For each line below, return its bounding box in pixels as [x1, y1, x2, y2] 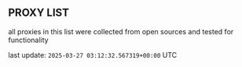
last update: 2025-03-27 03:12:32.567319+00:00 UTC [8, 50, 178, 59]
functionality [8, 35, 49, 44]
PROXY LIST [8, 6, 69, 19]
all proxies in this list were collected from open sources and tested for [8, 26, 234, 36]
